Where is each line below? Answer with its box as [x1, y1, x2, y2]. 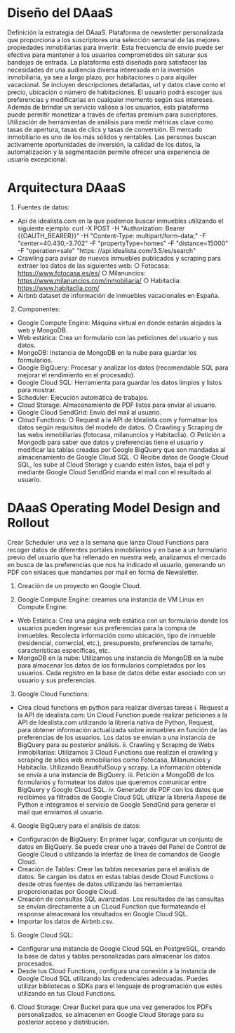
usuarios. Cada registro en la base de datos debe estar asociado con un [17, 668, 226, 677]
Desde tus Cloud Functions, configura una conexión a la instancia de [17, 966, 216, 975]
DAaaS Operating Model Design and [7, 500, 221, 516]
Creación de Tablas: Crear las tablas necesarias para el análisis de [17, 864, 210, 873]
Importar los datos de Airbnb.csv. [17, 917, 114, 925]
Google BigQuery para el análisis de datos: [17, 821, 142, 830]
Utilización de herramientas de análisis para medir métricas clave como [7, 117, 214, 126]
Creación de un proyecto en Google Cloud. [17, 581, 142, 590]
